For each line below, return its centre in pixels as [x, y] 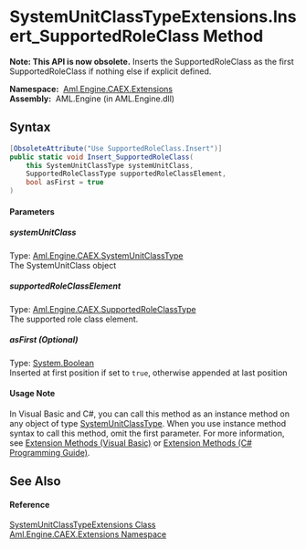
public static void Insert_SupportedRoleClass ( [102, 157]
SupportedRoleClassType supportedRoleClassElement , [126, 174]
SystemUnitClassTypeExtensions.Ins [153, 17]
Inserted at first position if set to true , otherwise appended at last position [148, 373]
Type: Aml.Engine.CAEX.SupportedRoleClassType [103, 309]
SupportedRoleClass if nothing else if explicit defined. [111, 71]
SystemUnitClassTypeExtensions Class [83, 525]
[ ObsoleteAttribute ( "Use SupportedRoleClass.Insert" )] [116, 148]
